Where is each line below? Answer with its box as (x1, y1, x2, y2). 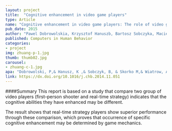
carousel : (5, 60, 27, 65)
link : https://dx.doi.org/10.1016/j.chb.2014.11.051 (5, 74, 120, 79)
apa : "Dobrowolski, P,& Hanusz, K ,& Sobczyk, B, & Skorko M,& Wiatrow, (5, 70, 164, 75)
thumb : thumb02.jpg (5, 55, 47, 60)
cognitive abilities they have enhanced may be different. (5, 99, 124, 105)
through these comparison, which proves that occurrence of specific (5, 114, 150, 120)
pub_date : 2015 (5, 27, 38, 32)
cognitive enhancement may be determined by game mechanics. (5, 120, 142, 126)
